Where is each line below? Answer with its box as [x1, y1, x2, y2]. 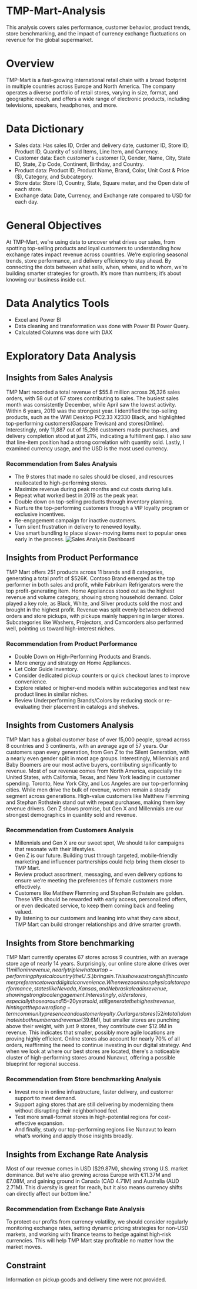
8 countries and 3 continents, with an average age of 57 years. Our [6, 742, 169, 749]
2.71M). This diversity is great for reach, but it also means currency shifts [6, 1184, 183, 1191]
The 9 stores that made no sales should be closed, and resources [14, 473, 173, 480]
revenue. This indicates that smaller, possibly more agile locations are [6, 1029, 175, 1036]
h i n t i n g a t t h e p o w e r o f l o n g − [6, 1004, 71, 1011]
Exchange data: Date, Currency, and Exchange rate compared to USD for [14, 192, 192, 199]
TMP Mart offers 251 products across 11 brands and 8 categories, [6, 568, 165, 575]
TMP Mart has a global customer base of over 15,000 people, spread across [6, 736, 191, 743]
